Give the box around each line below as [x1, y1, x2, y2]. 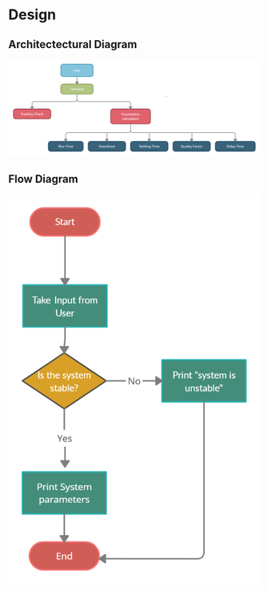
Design [8, 6, 57, 24]
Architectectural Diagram [8, 38, 137, 51]
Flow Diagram [8, 172, 78, 186]
